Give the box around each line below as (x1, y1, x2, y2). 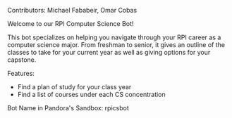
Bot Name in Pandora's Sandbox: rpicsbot (7, 104, 129, 112)
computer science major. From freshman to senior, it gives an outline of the (7, 41, 226, 48)
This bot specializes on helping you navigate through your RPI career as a (7, 33, 221, 41)
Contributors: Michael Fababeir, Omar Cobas (7, 6, 138, 14)
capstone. (7, 55, 37, 64)
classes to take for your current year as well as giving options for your (7, 48, 211, 56)
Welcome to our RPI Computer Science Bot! (7, 20, 134, 27)
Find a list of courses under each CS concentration (17, 91, 166, 98)
